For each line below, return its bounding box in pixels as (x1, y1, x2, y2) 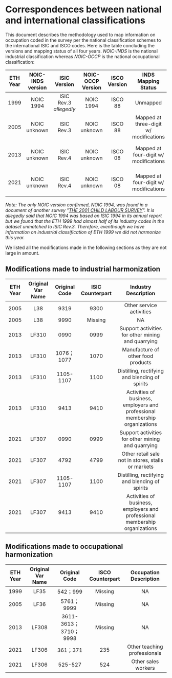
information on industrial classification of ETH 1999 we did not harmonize (5, 229, 161, 235)
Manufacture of (122, 346, 160, 353)
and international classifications (5, 14, 146, 26)
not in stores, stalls (118, 456, 163, 463)
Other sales (131, 657, 159, 665)
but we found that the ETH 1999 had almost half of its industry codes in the (5, 218, 165, 224)
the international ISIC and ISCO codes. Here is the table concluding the (5, 42, 155, 48)
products (130, 359, 152, 366)
